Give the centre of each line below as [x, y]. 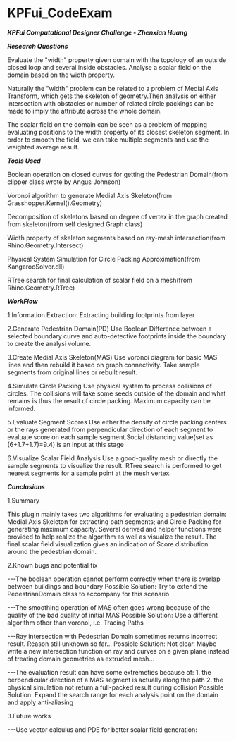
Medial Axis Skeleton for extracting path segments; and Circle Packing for [114, 521]
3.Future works [29, 716]
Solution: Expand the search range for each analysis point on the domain [113, 694]
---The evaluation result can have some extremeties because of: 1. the [109, 672]
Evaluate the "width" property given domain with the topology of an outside [117, 60]
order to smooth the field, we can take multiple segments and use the [108, 140]
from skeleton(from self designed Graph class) [75, 224]
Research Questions [38, 46]
